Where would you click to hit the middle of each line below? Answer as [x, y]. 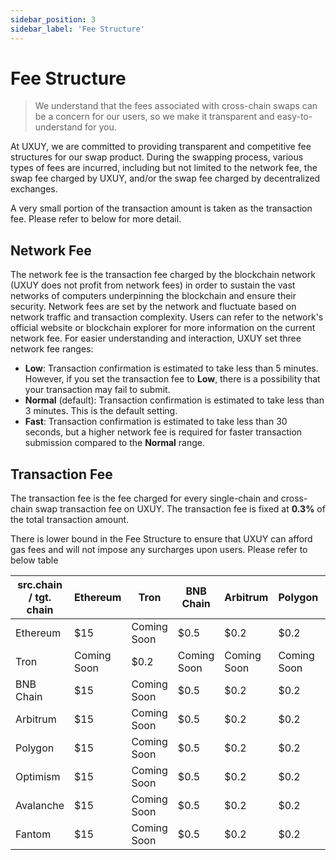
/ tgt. [40, 598]
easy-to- [294, 117]
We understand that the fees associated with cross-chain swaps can [176, 106]
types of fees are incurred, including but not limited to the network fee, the [164, 168]
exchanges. [34, 189]
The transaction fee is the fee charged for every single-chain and [144, 498]
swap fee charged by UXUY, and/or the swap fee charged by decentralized [165, 178]
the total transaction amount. [70, 520]
